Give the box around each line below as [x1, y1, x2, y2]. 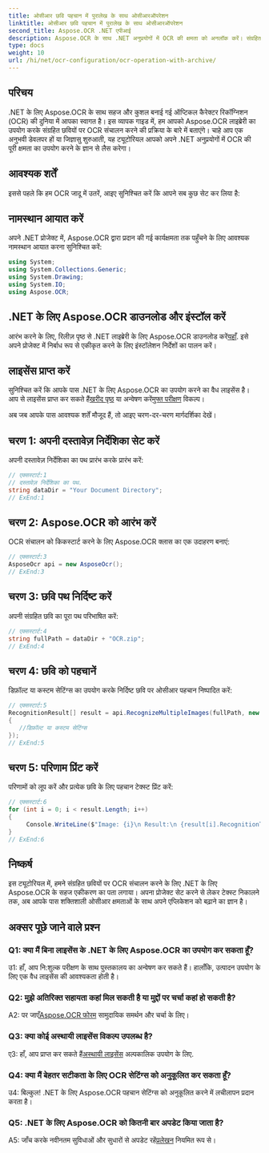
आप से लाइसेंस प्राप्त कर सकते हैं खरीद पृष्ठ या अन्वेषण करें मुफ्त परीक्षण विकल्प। [8, 394, 206, 404]
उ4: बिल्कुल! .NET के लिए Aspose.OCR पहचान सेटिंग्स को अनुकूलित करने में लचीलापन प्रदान [8, 1088, 255, 1098]
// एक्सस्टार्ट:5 [8, 701, 47, 709]
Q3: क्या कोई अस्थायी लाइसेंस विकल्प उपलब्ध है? [8, 1030, 154, 1042]
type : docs [8, 42, 45, 50]
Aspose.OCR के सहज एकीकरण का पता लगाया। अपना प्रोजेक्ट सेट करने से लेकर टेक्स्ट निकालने [8, 888, 260, 898]
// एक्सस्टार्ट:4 [8, 627, 47, 635]
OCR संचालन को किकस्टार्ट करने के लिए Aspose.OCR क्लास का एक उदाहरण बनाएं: [8, 537, 230, 547]
